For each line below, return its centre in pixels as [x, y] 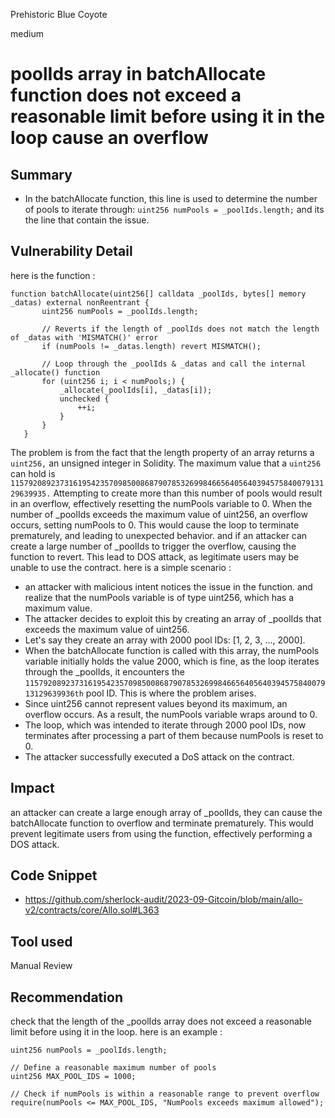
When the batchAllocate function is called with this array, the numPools [172, 650]
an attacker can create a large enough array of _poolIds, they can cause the [166, 812]
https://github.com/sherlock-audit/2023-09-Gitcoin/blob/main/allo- [163, 900]
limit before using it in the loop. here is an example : [116, 1032]
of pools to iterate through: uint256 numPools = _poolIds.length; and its [174, 209]
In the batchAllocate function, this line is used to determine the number [171, 198]
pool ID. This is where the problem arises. [171, 693]
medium [27, 33]
